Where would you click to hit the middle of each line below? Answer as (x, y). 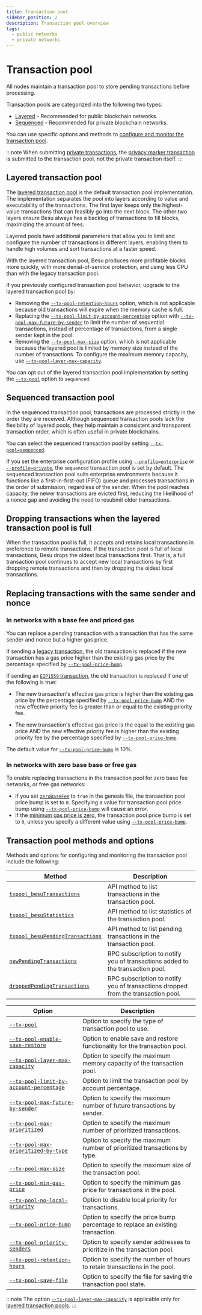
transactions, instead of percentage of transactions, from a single (96, 329)
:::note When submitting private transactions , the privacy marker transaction (101, 152)
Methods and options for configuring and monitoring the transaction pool (97, 855)
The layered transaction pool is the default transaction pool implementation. (100, 192)
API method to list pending (145, 929)
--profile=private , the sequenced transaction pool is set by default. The (95, 467)
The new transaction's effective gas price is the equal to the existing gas (105, 725)
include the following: (33, 862)
